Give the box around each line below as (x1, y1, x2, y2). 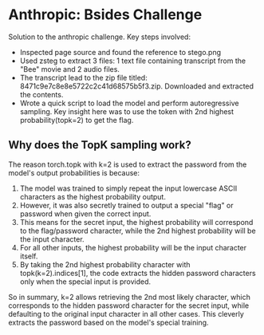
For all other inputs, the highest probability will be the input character (19, 242, 247, 252)
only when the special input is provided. (19, 277, 152, 286)
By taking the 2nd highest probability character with (19, 259, 191, 269)
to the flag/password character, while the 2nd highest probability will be (19, 226, 257, 235)
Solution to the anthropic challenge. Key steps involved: (8, 32, 191, 41)
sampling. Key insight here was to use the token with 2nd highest (19, 106, 234, 116)
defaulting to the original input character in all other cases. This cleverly (8, 309, 245, 318)
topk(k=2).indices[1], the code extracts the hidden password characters (19, 268, 257, 278)
